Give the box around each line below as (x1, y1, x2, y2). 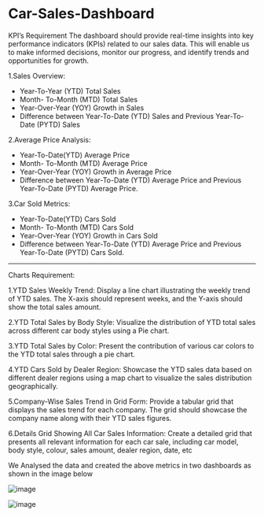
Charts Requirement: (8, 270, 75, 279)
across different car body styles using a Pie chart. (8, 326, 170, 335)
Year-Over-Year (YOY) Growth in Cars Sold (19, 231, 159, 240)
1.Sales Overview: (8, 71, 66, 80)
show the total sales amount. (8, 302, 101, 312)
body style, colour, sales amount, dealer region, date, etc (8, 445, 192, 455)
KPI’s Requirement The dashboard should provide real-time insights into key (8, 31, 254, 40)
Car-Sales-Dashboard (8, 5, 155, 23)
